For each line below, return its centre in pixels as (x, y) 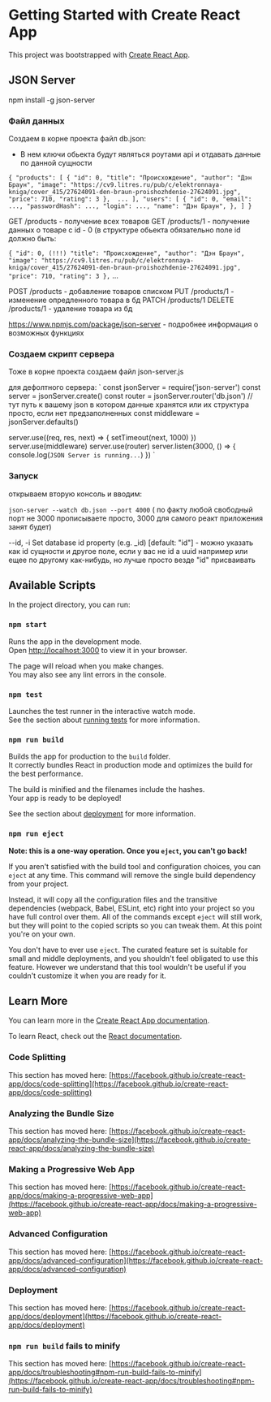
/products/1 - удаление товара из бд (71, 309)
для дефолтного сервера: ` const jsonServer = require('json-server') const (135, 387)
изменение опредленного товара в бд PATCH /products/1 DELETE (121, 300)
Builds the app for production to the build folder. (90, 756)
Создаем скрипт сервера (62, 353)
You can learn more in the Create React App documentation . (109, 1020)
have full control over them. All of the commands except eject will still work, (135, 916)
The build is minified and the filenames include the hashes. (107, 790)
